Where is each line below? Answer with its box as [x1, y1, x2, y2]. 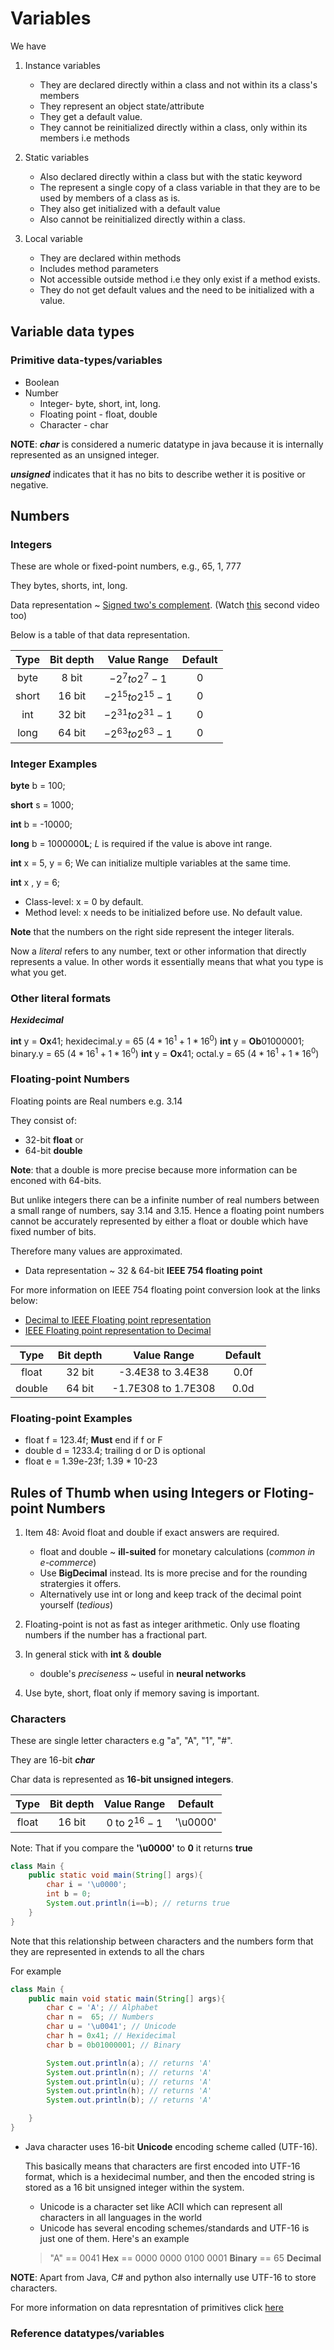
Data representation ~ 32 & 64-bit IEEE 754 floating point [24, 1264, 263, 1276]
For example [10, 1965, 62, 1977]
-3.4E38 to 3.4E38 [118, 1365, 210, 1379]
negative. [10, 478, 49, 491]
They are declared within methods [39, 252, 182, 264]
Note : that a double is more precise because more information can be [10, 1163, 298, 1176]
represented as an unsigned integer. [10, 448, 160, 461]
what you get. [10, 966, 67, 978]
